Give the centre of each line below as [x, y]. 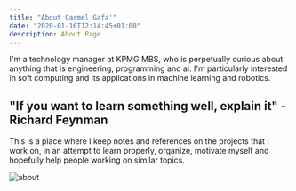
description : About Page [55, 34]
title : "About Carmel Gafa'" [63, 17]
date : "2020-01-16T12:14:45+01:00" [75, 26]
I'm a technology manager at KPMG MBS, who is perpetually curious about [146, 60]
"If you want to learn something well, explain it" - [148, 106]
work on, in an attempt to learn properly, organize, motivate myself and [139, 151]
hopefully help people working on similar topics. [97, 160]
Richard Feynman [59, 119]
